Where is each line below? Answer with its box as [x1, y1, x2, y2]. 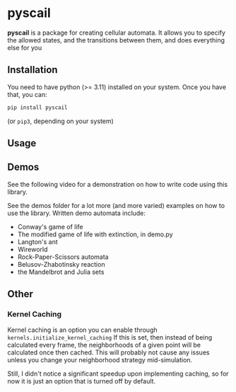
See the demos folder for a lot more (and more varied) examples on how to [7, 201, 225, 209]
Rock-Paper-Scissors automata [17, 253, 109, 261]
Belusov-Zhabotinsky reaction [17, 260, 105, 268]
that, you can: [7, 90, 47, 98]
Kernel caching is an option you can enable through [7, 325, 158, 334]
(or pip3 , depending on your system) [7, 117, 114, 125]
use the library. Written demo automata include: [7, 209, 146, 217]
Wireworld [17, 245, 48, 253]
